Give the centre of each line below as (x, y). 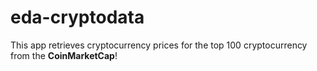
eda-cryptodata (77, 17)
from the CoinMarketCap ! (64, 55)
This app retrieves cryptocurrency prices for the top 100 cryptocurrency (159, 45)
